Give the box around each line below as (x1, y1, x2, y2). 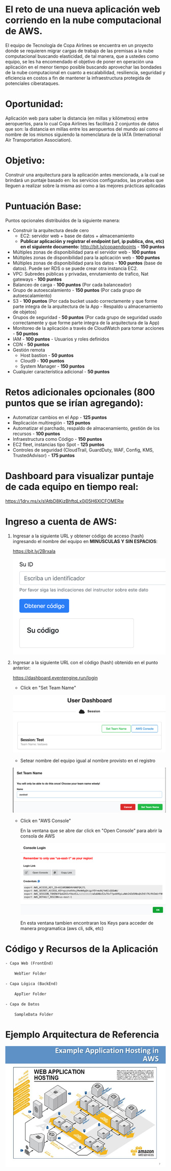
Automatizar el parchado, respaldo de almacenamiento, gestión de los (12, 425, 160, 431)
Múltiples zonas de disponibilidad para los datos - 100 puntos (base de (12, 260, 162, 266)
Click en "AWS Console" (20, 817, 71, 824)
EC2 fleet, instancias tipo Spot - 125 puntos (12, 441, 105, 447)
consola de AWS (20, 832, 55, 839)
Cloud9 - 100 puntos (20, 357, 65, 364)
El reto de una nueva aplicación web (5, 4, 160, 15)
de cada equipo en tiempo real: (5, 481, 139, 492)
